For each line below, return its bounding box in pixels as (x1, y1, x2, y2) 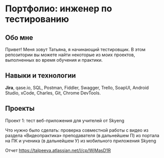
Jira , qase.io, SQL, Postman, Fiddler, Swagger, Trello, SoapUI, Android (5, 84, 149, 90)
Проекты (5, 104, 35, 113)
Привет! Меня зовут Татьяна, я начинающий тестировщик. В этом (5, 47, 146, 52)
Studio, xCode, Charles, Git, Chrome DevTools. (5, 90, 101, 96)
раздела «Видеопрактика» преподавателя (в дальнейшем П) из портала (5, 132, 160, 138)
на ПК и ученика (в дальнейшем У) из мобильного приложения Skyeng (5, 138, 157, 144)
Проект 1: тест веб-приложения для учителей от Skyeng (5, 117, 125, 123)
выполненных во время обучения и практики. (5, 57, 103, 63)
